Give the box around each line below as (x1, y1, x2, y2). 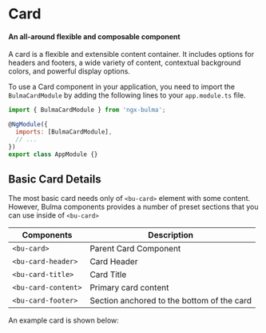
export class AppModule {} (8, 150, 98, 158)
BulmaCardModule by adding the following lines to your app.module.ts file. (8, 90, 246, 100)
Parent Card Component (89, 243, 181, 255)
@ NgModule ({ (8, 121, 48, 129)
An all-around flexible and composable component (8, 31, 181, 41)
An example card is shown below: (8, 315, 120, 325)
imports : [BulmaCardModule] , (15, 128, 113, 136)
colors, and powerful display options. (8, 66, 130, 76)
